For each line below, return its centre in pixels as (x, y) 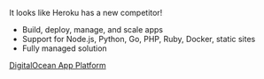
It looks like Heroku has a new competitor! (86, 13)
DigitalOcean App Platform (58, 65)
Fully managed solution (65, 48)
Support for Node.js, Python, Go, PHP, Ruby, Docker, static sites (139, 39)
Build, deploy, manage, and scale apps (93, 29)
